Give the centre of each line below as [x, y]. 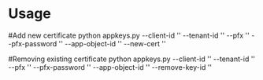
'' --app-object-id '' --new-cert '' [113, 43]
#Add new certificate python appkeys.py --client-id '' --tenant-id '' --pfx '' [129, 35]
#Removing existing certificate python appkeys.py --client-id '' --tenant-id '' [132, 59]
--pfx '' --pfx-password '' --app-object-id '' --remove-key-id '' [110, 67]
